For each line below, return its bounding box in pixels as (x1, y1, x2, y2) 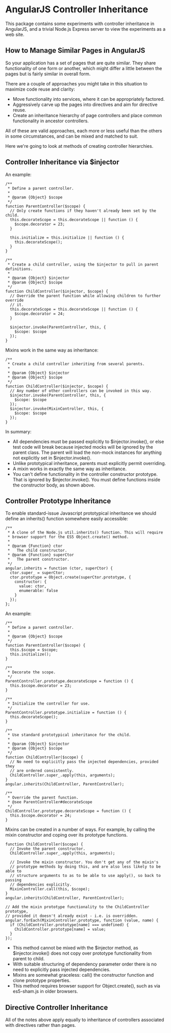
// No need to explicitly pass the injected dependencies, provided (10, 759, 159, 764)
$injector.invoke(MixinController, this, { (10, 406, 104, 411)
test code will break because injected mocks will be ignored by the (12, 444, 153, 450)
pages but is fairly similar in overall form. (5, 71, 91, 77)
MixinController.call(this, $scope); (10, 887, 90, 892)
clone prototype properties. (12, 977, 70, 983)
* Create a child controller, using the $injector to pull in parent (7, 262, 159, 267)
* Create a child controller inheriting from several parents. (7, 361, 145, 366)
